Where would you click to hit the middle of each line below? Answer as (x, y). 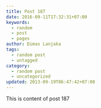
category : (18, 66)
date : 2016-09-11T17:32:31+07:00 (47, 17)
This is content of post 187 (38, 99)
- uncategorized (31, 76)
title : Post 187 (26, 11)
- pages (21, 39)
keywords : (18, 22)
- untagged (25, 60)
